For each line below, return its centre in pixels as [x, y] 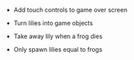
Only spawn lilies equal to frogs [58, 49]
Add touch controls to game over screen [70, 10]
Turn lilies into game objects [53, 23]
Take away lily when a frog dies [58, 36]
